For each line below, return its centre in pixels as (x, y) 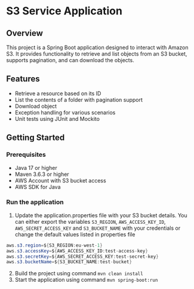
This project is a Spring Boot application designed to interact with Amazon (97, 47)
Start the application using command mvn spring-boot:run (86, 280)
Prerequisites (26, 155)
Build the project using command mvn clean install (79, 273)
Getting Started (36, 138)
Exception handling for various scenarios (65, 112)
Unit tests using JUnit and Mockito (57, 118)
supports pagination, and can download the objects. (70, 60)
